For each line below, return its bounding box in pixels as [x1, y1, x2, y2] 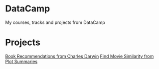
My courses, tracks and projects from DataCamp [5, 19, 106, 25]
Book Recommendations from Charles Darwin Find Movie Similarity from [5, 53, 154, 59]
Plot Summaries [5, 58, 38, 65]
